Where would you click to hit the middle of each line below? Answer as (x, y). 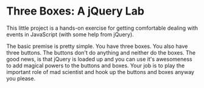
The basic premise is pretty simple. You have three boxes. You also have (97, 46)
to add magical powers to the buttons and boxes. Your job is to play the (96, 66)
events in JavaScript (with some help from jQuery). (70, 34)
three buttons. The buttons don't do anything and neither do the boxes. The (101, 52)
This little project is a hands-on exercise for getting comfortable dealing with (102, 28)
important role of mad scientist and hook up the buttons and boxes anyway (100, 72)
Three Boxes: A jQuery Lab (76, 11)
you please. (21, 78)
